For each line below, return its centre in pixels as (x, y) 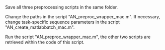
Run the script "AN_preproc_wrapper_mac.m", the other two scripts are (78, 37)
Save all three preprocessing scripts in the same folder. (62, 7)
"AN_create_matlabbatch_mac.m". (40, 27)
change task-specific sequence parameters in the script (63, 22)
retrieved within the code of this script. (45, 42)
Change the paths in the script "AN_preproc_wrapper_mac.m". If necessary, (83, 17)
